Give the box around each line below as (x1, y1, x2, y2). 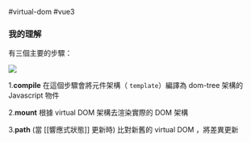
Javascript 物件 (8, 90, 60, 100)
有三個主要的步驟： (8, 48, 73, 58)
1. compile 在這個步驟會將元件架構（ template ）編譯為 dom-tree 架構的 (8, 81, 244, 90)
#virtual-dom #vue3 (8, 7, 75, 16)
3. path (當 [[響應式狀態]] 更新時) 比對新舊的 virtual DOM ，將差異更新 (8, 125, 239, 135)
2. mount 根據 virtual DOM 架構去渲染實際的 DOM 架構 (8, 108, 188, 118)
